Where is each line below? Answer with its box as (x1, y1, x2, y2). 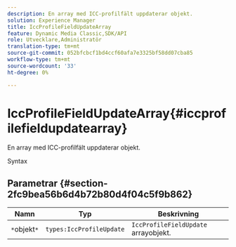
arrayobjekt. (131, 228, 171, 238)
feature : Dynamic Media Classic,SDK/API (7, 29, 128, 37)
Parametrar (7, 177, 58, 189)
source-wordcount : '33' (7, 62, 77, 69)
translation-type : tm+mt (7, 43, 80, 50)
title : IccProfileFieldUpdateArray (7, 23, 112, 30)
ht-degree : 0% (7, 69, 49, 76)
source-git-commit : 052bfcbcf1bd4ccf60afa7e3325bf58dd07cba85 (7, 50, 193, 57)
